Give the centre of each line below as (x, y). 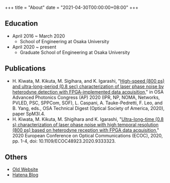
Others (16, 157)
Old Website (25, 170)
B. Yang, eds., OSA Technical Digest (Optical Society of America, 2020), (88, 108)
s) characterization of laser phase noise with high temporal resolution (86, 124)
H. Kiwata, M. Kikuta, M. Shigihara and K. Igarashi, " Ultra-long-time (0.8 (88, 119)
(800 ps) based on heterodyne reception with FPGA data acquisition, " (86, 130)
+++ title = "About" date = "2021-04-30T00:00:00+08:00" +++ (72, 7)
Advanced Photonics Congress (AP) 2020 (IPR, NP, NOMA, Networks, (86, 97)
